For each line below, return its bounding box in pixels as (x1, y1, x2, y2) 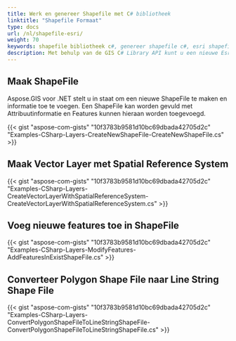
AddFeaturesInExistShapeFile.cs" (7, 253, 104, 262)
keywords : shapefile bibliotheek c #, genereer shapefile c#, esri (7, 43, 206, 50)
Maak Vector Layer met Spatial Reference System (7, 158, 229, 170)
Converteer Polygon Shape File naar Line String (7, 274, 219, 285)
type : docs (7, 23, 39, 30)
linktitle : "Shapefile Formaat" (7, 17, 102, 24)
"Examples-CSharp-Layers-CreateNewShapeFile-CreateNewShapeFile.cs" (7, 130, 225, 139)
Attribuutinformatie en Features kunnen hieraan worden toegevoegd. (7, 109, 206, 117)
